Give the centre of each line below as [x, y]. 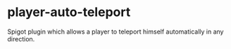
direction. [21, 38]
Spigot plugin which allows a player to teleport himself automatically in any [115, 31]
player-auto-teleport [69, 12]
